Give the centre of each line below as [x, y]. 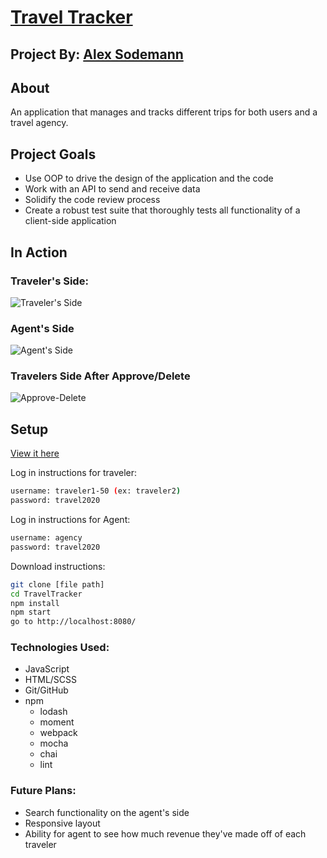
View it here [35, 453]
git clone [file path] [57, 584]
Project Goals [53, 154]
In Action [39, 252]
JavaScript [47, 669]
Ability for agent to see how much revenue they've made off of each [165, 833]
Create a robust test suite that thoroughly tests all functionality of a [162, 210]
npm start [31, 612]
